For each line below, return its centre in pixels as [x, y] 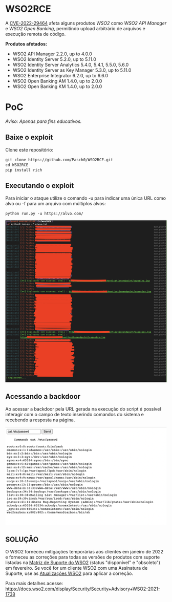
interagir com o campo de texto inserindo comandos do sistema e [75, 414]
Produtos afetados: [26, 44]
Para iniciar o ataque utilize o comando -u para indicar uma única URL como [86, 198]
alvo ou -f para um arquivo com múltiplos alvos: [56, 203]
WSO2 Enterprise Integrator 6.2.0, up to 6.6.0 [60, 75]
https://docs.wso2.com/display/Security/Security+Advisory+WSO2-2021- [83, 589]
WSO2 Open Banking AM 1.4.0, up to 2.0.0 [57, 81]
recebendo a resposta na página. [40, 420]
